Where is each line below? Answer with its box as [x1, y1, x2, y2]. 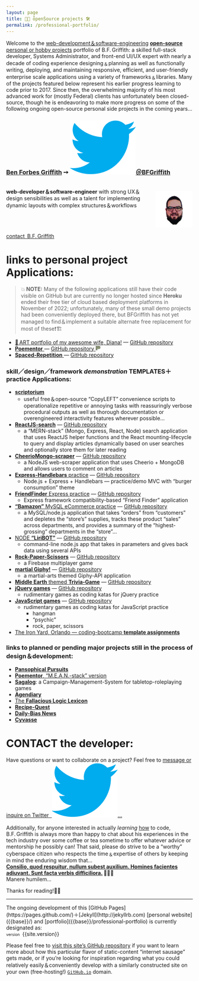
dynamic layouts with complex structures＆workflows [6, 201, 137, 209]
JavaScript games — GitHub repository [14, 597, 113, 604]
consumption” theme [23, 483, 75, 491]
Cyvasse [14, 716, 37, 723]
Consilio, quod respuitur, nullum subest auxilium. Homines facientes [6, 863, 178, 870]
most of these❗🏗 [20, 325, 62, 332]
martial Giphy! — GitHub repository [14, 566, 102, 573]
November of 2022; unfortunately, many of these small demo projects [20, 304, 191, 312]
